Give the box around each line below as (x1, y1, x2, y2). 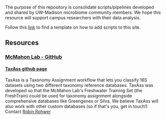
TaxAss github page (5, 65, 47, 71)
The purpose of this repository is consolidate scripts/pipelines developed (5, 4, 154, 10)
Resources (5, 39, 39, 47)
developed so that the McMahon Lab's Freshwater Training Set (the (5, 87, 142, 93)
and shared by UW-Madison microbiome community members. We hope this (5, 9, 161, 15)
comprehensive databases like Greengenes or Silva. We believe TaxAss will (5, 98, 159, 104)
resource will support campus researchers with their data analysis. (5, 15, 141, 20)
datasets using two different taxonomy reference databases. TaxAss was (5, 82, 154, 88)
